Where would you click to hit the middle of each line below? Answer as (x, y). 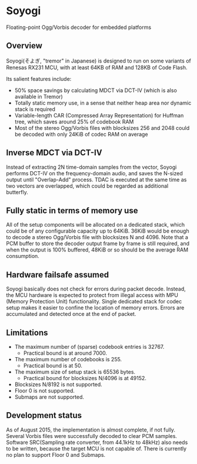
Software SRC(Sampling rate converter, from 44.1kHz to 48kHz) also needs (97, 442)
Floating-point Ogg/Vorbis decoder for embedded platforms (79, 27)
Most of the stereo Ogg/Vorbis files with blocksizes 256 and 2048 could (102, 128)
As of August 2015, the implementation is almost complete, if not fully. (91, 430)
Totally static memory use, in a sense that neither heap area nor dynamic (103, 103)
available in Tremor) (39, 96)
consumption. (23, 256)
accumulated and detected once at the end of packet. (71, 314)
